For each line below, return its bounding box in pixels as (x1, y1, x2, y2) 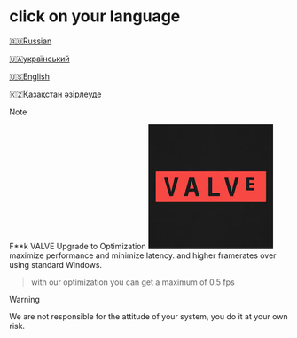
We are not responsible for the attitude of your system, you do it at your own (9, 310, 288, 321)
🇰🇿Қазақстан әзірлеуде (9, 89, 102, 99)
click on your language (9, 6, 181, 27)
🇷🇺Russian (9, 35, 52, 46)
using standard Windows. (9, 259, 103, 270)
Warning (9, 294, 40, 304)
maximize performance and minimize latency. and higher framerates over (9, 250, 277, 261)
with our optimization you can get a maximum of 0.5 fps (30, 277, 235, 287)
